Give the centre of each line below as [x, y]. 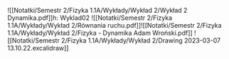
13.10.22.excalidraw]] [38, 48]
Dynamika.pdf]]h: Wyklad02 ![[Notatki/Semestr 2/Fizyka [90, 18]
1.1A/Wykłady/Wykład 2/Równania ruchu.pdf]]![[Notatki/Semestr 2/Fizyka [114, 25]
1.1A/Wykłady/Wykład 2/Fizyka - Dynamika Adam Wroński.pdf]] [100, 33]
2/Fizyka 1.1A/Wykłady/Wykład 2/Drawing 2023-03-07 [141, 41]
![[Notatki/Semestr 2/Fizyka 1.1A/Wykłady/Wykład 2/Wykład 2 [97, 10]
